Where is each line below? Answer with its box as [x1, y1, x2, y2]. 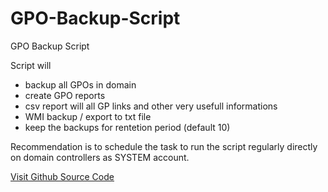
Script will [10, 59, 52, 71]
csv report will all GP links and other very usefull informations [24, 100, 278, 112]
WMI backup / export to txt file [24, 110, 152, 122]
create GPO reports [24, 89, 106, 101]
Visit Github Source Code [10, 170, 115, 182]
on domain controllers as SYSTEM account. [10, 151, 190, 163]
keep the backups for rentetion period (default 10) [24, 121, 231, 133]
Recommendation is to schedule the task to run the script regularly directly [10, 140, 318, 152]
